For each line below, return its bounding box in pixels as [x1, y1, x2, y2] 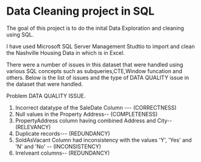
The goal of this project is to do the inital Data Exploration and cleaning [6, 24, 185, 32]
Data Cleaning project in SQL [6, 4, 155, 18]
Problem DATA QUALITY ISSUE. [6, 92, 86, 99]
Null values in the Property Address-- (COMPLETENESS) [15, 110, 158, 118]
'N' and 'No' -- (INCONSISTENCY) [15, 143, 102, 150]
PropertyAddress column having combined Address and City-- [15, 117, 172, 124]
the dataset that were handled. [6, 80, 83, 88]
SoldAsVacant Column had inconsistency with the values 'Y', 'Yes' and [15, 136, 192, 144]
